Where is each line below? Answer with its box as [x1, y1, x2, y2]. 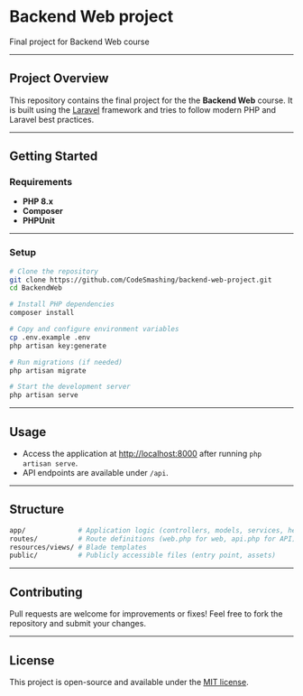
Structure [9, 502, 65, 517]
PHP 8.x [22, 196, 54, 207]
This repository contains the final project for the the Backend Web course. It [9, 95, 293, 106]
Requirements [9, 176, 73, 189]
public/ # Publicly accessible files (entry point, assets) [9, 551, 277, 561]
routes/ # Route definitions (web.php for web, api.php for [9, 534, 277, 543]
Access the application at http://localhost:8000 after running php [22, 449, 262, 459]
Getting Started [9, 149, 98, 164]
